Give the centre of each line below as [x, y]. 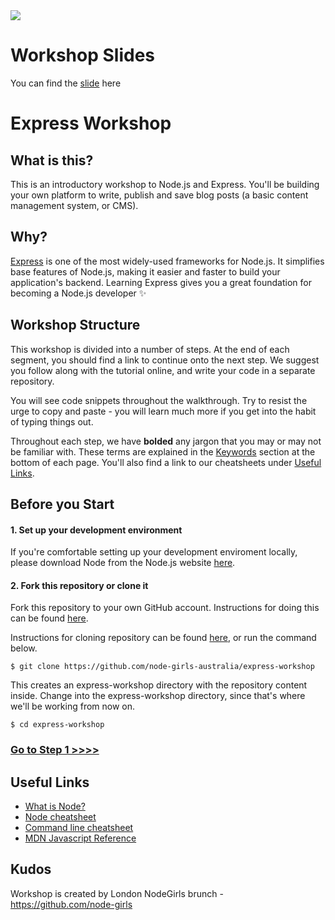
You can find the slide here [66, 83]
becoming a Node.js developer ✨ [78, 293]
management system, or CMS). [74, 205]
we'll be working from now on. [73, 706]
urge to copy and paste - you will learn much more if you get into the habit [163, 411]
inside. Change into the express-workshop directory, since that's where [158, 696]
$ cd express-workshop [57, 725]
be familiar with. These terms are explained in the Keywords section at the [163, 451]
